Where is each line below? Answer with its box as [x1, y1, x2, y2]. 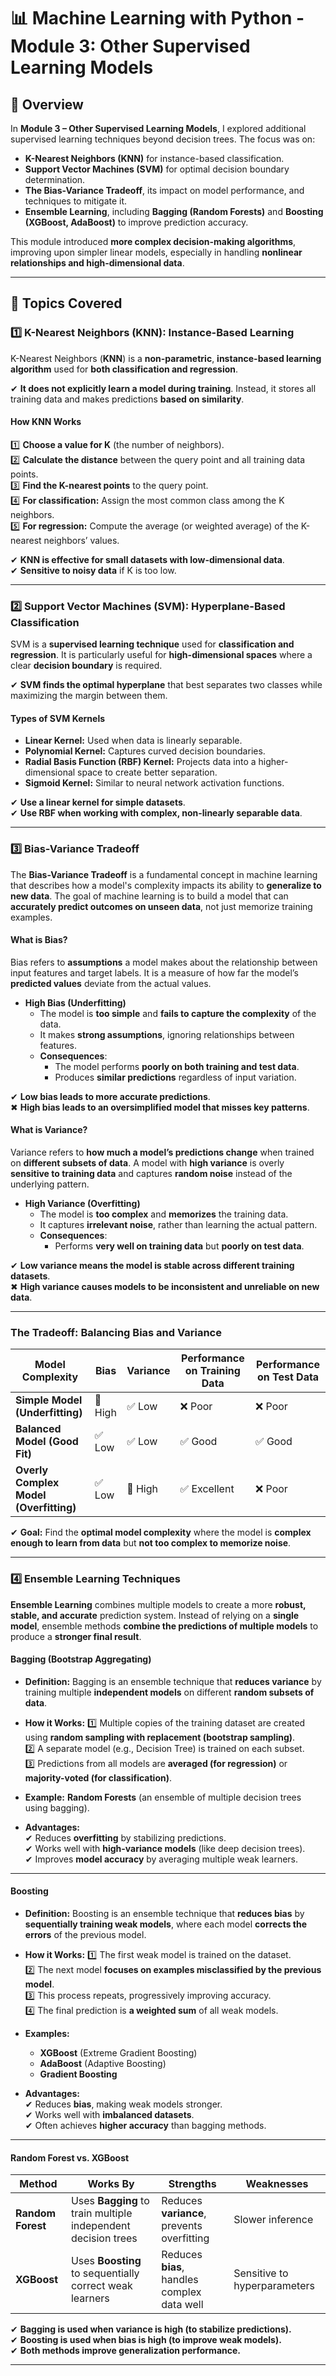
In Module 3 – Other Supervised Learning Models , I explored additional [10, 123, 307, 134]
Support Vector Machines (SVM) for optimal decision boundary [24, 163, 290, 175]
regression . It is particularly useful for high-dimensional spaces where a [10, 649, 313, 661]
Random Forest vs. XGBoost [10, 2151, 130, 2164]
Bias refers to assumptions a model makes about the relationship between [10, 956, 318, 968]
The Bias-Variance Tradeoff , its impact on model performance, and [24, 185, 305, 196]
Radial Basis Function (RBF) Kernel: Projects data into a [24, 756, 257, 768]
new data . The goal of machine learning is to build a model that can [10, 890, 289, 902]
